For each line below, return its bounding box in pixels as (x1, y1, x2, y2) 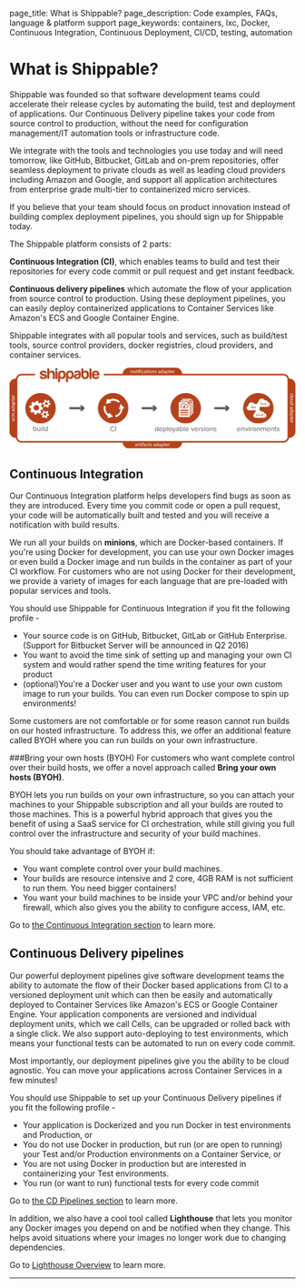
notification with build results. (9, 518, 120, 530)
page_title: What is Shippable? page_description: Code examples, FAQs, (9, 8, 279, 18)
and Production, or (22, 1129, 93, 1140)
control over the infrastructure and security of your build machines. (9, 828, 261, 839)
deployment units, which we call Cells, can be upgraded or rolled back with (9, 1018, 290, 1029)
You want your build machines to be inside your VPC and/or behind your (22, 891, 293, 903)
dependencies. (9, 1242, 65, 1253)
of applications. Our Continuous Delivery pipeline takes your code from (9, 108, 275, 119)
